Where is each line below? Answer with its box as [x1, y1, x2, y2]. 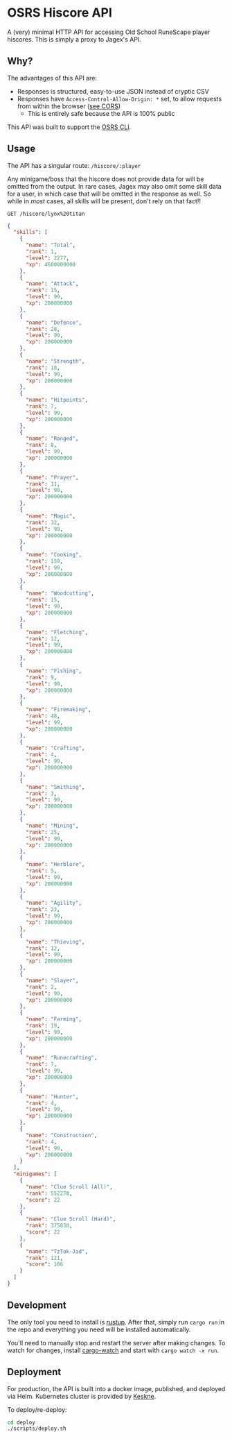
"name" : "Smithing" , [25, 783, 85, 790]
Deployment [7, 1366, 62, 1378]
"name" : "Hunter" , [25, 1093, 79, 1100]
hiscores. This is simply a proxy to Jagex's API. [7, 35, 142, 43]
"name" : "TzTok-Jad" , [25, 1248, 89, 1255]
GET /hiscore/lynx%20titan [7, 210, 85, 217]
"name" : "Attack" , [25, 280, 79, 287]
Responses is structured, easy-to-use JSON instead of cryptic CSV [17, 87, 209, 95]
